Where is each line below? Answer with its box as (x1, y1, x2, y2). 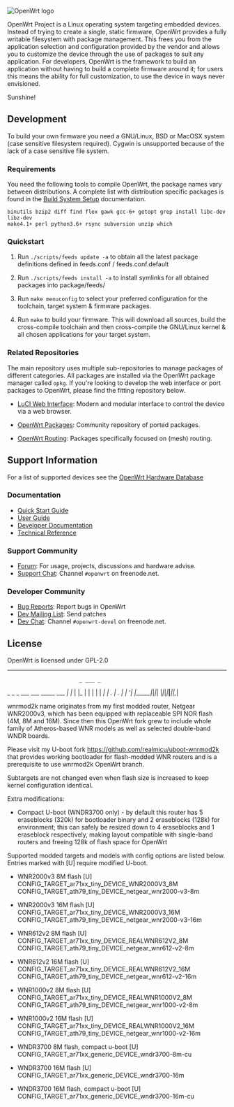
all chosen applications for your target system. (17, 331, 151, 339)
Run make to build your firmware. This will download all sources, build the (17, 315, 226, 324)
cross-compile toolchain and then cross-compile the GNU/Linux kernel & (17, 323, 226, 331)
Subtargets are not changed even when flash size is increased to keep (7, 774, 209, 782)
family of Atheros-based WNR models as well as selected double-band (7, 724, 211, 733)
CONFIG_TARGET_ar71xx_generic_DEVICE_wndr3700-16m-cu (17, 1092, 194, 1101)
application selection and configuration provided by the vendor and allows (7, 43, 221, 50)
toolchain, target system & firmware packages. (17, 302, 152, 310)
